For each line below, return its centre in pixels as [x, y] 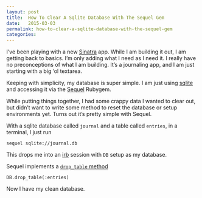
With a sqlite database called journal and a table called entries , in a [92, 126]
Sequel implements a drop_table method [57, 166]
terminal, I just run [29, 132]
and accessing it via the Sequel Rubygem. [59, 89]
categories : [21, 35]
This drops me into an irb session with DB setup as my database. [87, 155]
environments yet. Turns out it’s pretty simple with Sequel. [79, 114]
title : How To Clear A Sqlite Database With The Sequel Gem [85, 18]
